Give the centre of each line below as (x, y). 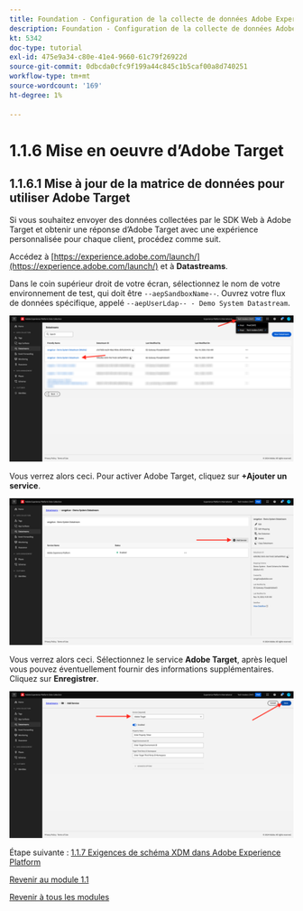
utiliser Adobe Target (70, 198)
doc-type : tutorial (46, 48)
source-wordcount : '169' (56, 86)
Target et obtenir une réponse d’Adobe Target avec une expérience (134, 229)
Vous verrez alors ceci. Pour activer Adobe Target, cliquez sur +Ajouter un (148, 476)
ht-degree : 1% (36, 95)
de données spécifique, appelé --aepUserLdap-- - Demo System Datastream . (150, 302)
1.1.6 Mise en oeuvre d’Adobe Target (147, 150)
